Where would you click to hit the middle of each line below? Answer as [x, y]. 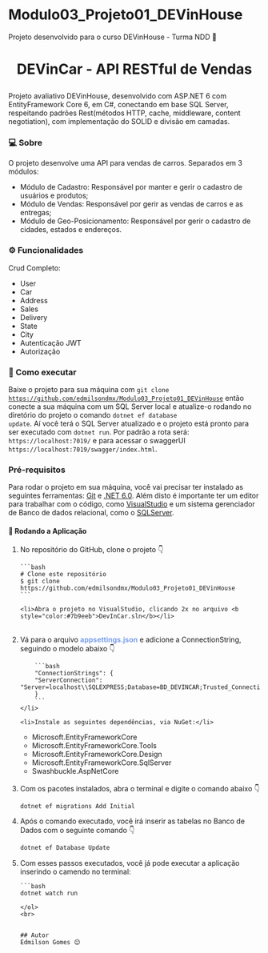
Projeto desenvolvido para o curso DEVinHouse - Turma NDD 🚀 [113, 37]
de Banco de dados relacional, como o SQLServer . [91, 513]
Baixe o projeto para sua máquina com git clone [89, 390]
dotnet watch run [49, 894]
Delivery [34, 317]
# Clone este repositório [63, 574]
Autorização [40, 351]
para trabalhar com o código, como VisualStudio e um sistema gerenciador [132, 504]
